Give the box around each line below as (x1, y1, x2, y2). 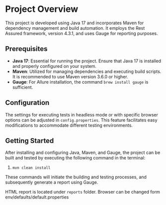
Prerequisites (5, 45, 48, 53)
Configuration (5, 99, 50, 107)
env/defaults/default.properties (5, 194, 69, 200)
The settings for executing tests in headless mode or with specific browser (5, 111, 158, 117)
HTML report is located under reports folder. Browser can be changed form (5, 189, 160, 195)
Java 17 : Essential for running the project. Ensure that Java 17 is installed (12, 58, 162, 64)
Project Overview (5, 3, 79, 15)
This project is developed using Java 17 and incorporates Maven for (5, 20, 144, 26)
